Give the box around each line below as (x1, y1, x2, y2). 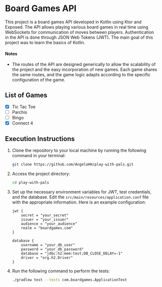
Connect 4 (12, 120, 33, 126)
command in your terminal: (12, 153, 66, 159)
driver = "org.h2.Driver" (21, 255, 74, 260)
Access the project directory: (12, 171, 70, 176)
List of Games (5, 91, 47, 99)
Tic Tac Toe (12, 104, 36, 110)
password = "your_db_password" (21, 247, 84, 252)
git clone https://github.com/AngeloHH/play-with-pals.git (12, 162, 134, 167)
